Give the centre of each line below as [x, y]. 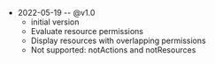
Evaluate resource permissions [87, 31]
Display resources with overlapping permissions [118, 40]
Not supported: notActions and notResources [113, 50]
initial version [55, 22]
